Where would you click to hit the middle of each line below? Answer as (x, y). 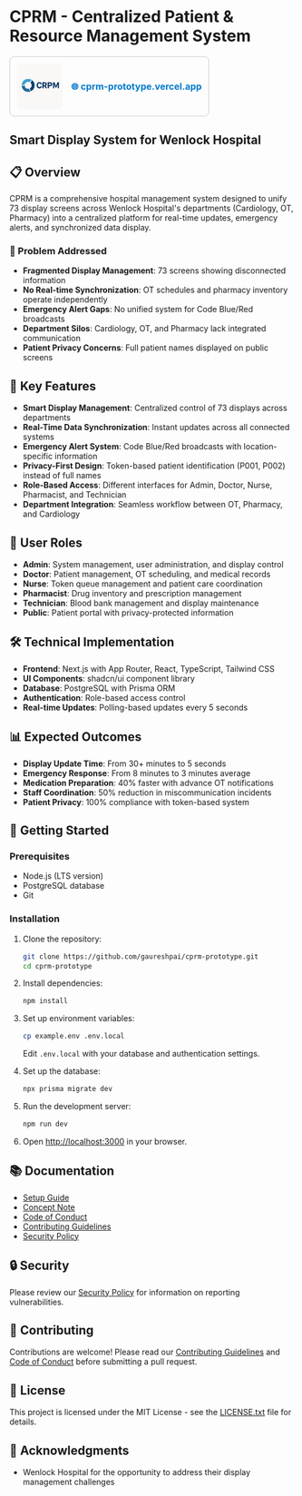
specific (37, 457)
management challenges (68, 1481)
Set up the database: (62, 1071)
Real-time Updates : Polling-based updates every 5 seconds (135, 707)
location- (260, 447)
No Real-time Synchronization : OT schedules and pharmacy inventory (155, 290)
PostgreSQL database (63, 886)
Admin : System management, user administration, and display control (153, 565)
